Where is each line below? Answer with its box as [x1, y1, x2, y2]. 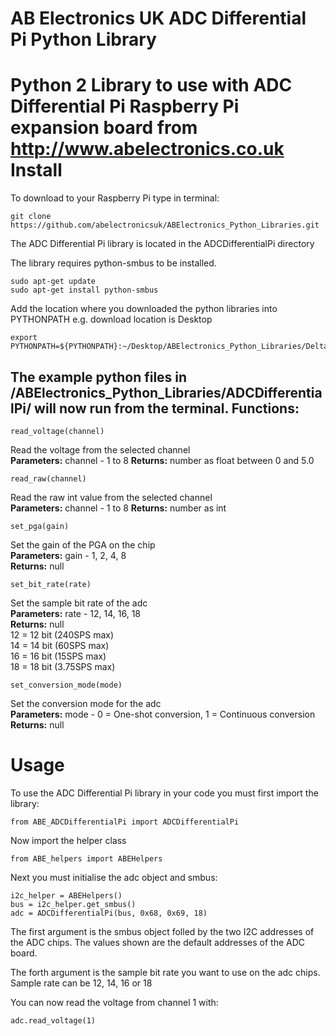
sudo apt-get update [10, 277, 97, 287]
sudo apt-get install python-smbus [10, 285, 159, 296]
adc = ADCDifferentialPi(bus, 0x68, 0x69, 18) [10, 908, 208, 918]
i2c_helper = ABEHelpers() [10, 890, 123, 901]
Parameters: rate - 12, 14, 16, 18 [10, 607, 141, 619]
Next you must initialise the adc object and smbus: [10, 871, 218, 883]
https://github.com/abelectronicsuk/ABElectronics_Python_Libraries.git [10, 220, 320, 231]
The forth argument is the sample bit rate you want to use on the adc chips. [10, 966, 321, 978]
